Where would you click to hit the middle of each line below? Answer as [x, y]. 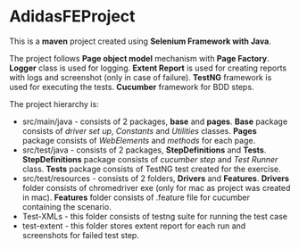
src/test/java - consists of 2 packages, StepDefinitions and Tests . [144, 150]
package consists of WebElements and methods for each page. [139, 140]
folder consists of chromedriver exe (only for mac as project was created [156, 187]
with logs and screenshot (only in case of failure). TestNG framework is [141, 77]
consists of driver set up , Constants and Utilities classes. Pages [139, 130]
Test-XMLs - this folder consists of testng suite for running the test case [155, 216]
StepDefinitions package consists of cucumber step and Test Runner [150, 159]
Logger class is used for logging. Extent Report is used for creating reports [148, 68]
